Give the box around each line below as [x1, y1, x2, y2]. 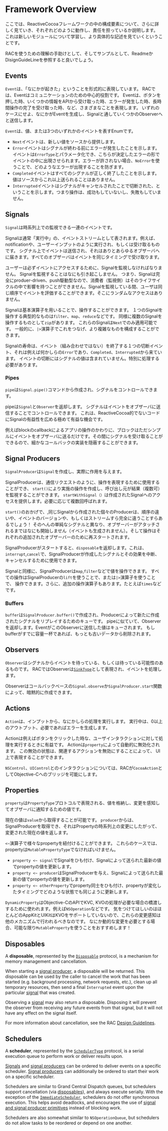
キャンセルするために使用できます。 [5, 557, 80, 563]
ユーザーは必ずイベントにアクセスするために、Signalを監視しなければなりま [5, 265, 163, 271]
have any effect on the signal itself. [5, 1010, 78, 1016]
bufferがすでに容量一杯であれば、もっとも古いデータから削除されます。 [5, 631, 154, 637]
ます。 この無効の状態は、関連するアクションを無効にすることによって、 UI [5, 747, 160, 754]
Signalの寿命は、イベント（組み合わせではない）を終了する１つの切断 [5, 343, 150, 349]
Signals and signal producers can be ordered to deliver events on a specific [5, 1063, 161, 1069]
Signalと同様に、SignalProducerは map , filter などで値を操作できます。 [5, 568, 150, 574]
